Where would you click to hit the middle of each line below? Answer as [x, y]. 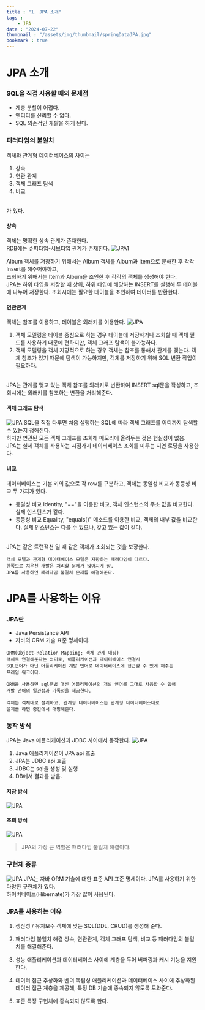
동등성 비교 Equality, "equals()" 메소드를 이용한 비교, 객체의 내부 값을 [98, 519]
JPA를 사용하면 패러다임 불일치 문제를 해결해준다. [61, 572]
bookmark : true [27, 40]
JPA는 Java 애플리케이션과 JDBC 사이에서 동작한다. [69, 740]
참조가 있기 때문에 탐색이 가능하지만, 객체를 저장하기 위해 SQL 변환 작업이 [110, 358]
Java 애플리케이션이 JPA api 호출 [55, 753]
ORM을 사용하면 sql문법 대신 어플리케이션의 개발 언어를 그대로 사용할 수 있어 [91, 685]
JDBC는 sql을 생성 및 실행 [47, 769]
